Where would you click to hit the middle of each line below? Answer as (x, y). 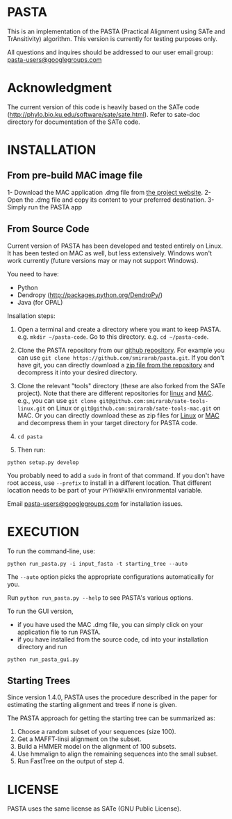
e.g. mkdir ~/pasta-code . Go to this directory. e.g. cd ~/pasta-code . (113, 336)
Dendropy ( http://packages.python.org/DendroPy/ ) (90, 295)
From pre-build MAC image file (75, 176)
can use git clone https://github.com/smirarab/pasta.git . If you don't (121, 357)
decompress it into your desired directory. (77, 372)
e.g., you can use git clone (57, 400)
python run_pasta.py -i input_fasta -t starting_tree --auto (98, 564)
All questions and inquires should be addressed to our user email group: (110, 52)
